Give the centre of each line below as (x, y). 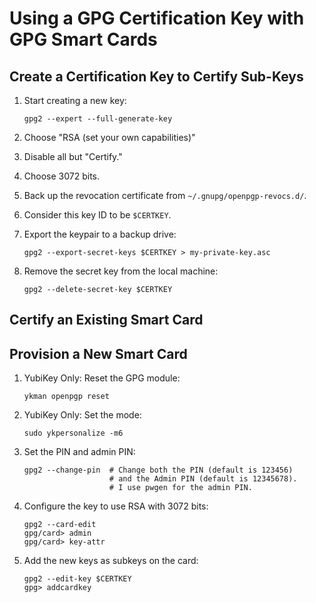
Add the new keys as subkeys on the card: (111, 561)
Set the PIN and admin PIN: (79, 452)
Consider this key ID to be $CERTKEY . (97, 215)
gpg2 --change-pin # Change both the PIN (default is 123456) (158, 470)
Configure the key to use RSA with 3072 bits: (116, 506)
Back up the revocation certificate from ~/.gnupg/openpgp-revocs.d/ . (165, 195)
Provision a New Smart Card (98, 353)
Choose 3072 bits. (62, 176)
